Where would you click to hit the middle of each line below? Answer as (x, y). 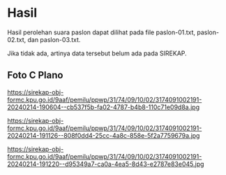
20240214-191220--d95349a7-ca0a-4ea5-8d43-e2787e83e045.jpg (106, 164)
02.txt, (17, 39)
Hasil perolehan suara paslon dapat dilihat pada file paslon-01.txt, (101, 32)
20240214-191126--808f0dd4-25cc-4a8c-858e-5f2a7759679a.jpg (104, 135)
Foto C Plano (35, 75)
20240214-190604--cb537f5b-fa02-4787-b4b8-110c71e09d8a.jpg (104, 107)
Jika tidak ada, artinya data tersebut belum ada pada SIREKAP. (97, 53)
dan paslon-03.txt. (54, 39)
